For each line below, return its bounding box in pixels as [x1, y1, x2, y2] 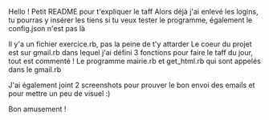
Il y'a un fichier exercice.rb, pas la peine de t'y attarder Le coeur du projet [8, 39, 252, 49]
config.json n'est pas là [8, 24, 86, 33]
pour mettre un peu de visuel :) [8, 89, 111, 98]
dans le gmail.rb [8, 65, 62, 74]
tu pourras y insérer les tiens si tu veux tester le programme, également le [8, 15, 253, 25]
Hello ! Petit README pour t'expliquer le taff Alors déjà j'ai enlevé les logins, [8, 7, 259, 16]
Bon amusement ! [8, 104, 67, 114]
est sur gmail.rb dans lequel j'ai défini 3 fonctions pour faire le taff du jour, [8, 48, 253, 57]
